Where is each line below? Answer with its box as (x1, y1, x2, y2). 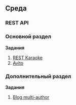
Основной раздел (5, 33, 52, 40)
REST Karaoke (12, 55, 43, 61)
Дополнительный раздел (5, 72, 71, 80)
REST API (5, 19, 29, 27)
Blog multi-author (12, 94, 50, 100)
